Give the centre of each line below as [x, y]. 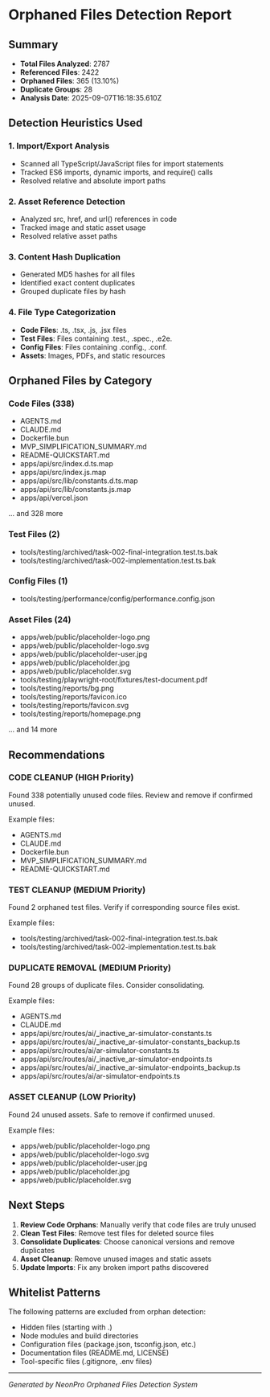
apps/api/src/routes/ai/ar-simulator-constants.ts [100, 1051]
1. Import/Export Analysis [59, 146]
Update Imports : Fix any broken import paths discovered [114, 1267]
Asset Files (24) [40, 619]
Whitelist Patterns [54, 1292]
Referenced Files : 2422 [59, 72]
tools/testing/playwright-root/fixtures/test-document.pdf [114, 680]
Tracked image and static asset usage [83, 227]
